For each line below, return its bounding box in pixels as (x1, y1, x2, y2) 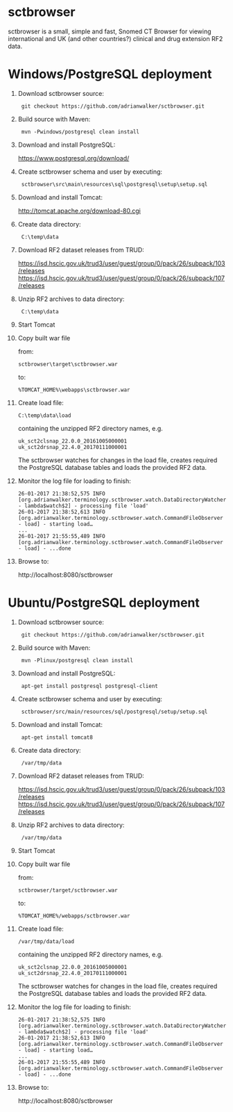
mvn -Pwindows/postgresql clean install (21, 128, 140, 136)
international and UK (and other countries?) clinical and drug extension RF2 (8, 34, 223, 42)
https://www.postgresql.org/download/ (17, 154, 130, 162)
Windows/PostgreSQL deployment (8, 67, 212, 82)
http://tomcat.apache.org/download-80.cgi (17, 206, 141, 215)
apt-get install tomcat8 (21, 734, 93, 741)
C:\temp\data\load (17, 411, 71, 419)
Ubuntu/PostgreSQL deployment (8, 595, 200, 611)
